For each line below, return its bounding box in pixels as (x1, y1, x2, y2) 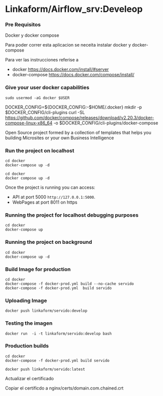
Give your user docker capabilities (5, 84, 90, 91)
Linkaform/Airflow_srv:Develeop (5, 3, 143, 15)
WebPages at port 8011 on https (12, 199, 78, 205)
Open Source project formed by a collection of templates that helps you (5, 129, 152, 135)
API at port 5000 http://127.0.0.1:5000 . (12, 194, 96, 200)
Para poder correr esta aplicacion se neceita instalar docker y (5, 42, 131, 48)
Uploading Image (5, 297, 47, 304)
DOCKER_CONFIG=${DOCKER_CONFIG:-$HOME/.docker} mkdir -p (5, 104, 142, 110)
